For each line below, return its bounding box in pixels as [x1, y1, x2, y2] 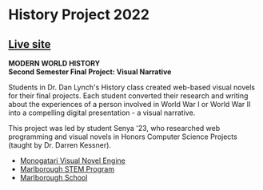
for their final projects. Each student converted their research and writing [8, 91, 249, 101]
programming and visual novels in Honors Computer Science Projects [8, 132, 237, 141]
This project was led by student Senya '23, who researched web [8, 124, 221, 133]
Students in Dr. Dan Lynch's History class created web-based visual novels [8, 82, 256, 92]
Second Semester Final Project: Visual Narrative [8, 67, 172, 77]
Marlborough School [19, 173, 88, 182]
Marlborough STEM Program [19, 164, 114, 173]
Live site [8, 38, 51, 51]
